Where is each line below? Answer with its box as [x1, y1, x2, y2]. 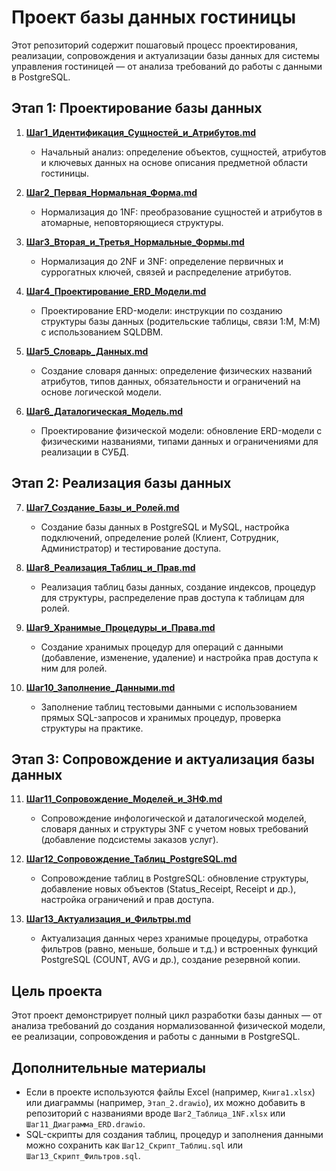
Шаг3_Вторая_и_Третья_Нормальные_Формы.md [25, 236, 245, 248]
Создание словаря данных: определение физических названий [40, 364, 313, 376]
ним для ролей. [40, 662, 108, 674]
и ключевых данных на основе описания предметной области [40, 156, 308, 168]
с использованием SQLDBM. [40, 326, 164, 338]
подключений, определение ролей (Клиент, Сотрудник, [40, 531, 279, 543]
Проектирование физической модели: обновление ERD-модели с [40, 424, 323, 436]
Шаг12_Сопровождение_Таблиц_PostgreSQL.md [25, 853, 238, 865]
